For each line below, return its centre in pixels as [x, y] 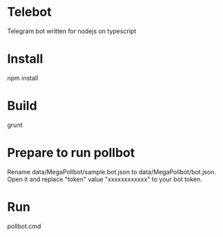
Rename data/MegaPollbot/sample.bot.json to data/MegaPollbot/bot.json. [111, 172]
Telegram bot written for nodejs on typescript [72, 31]
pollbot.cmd [24, 226]
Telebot [29, 12]
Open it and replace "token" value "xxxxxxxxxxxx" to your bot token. [105, 179]
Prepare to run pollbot [71, 153]
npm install [23, 78]
